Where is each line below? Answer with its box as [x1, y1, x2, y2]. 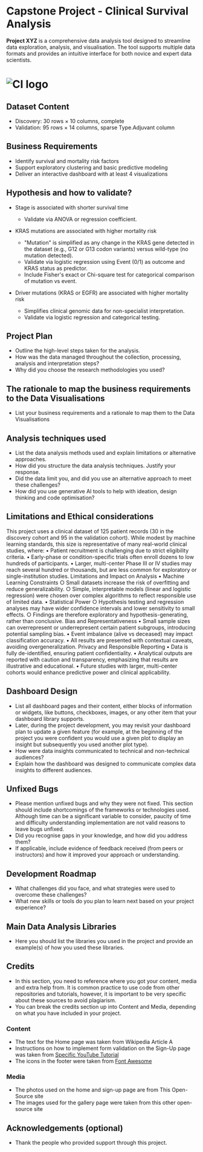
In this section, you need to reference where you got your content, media [14, 977, 197, 985]
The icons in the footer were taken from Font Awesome [14, 1058, 152, 1065]
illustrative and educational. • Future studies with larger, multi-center [6, 662, 178, 670]
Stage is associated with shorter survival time [14, 203, 129, 211]
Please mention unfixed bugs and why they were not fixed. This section [14, 800, 193, 807]
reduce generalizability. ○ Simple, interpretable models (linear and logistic [6, 585, 192, 592]
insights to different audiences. [14, 766, 92, 773]
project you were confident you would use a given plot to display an [14, 734, 184, 741]
